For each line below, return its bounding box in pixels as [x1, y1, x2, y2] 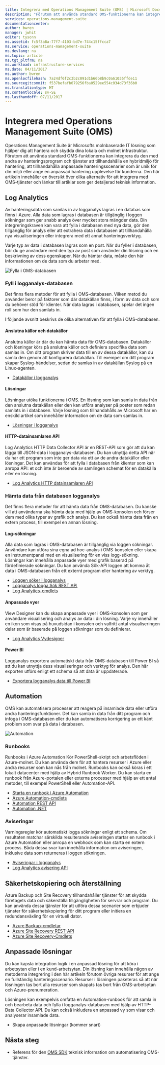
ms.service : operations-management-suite [5, 44, 91, 49]
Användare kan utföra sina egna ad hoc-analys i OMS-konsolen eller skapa [5, 547, 157, 553]
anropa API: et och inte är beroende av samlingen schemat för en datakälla [5, 465, 156, 471]
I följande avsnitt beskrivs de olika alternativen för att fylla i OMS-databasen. [5, 316, 160, 322]
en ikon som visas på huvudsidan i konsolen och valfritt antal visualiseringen [5, 620, 160, 627]
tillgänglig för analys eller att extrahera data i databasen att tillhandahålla [5, 228, 152, 233]
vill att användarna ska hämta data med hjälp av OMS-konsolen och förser [5, 509, 155, 515]
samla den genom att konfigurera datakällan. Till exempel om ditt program [5, 354, 155, 360]
